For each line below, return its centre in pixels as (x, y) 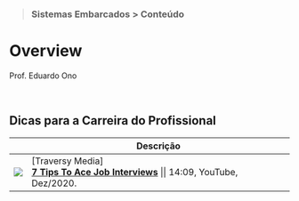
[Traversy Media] (68, 161)
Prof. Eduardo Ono (43, 76)
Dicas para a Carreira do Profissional (113, 121)
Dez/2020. (54, 183)
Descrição (158, 146)
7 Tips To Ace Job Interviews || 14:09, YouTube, (135, 172)
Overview (46, 51)
